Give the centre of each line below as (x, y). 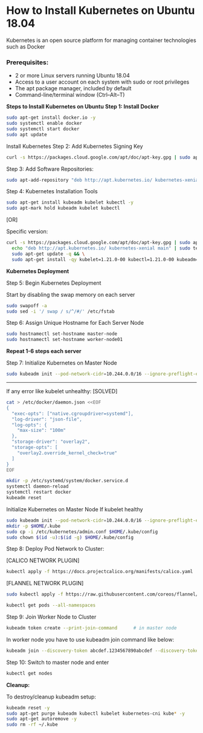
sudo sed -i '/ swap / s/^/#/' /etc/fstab (60, 311)
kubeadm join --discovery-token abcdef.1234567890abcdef (79, 651)
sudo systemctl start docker (43, 129)
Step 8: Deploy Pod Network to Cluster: (55, 549)
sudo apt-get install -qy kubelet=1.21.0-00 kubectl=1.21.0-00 (93, 259)
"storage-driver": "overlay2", (51, 442)
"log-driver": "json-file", (47, 419)
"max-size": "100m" (42, 431)
